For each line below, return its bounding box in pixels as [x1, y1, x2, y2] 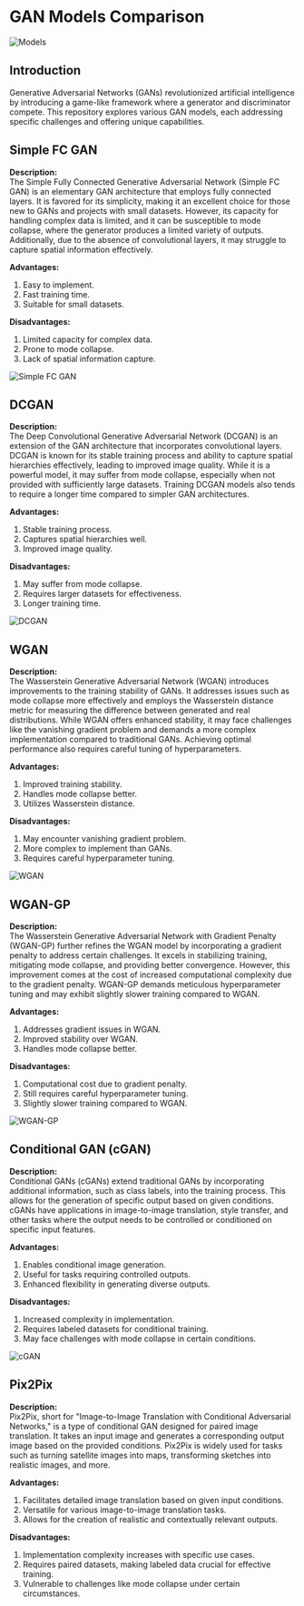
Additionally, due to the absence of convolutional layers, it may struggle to [9, 234, 287, 245]
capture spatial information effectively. [9, 244, 153, 255]
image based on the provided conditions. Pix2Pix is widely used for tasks [9, 1439, 283, 1450]
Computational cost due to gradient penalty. [22, 1078, 188, 1089]
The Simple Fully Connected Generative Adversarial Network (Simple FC [9, 176, 280, 187]
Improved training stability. [22, 779, 123, 790]
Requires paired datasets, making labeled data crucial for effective [22, 1559, 271, 1570]
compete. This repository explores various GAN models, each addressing [9, 106, 283, 117]
